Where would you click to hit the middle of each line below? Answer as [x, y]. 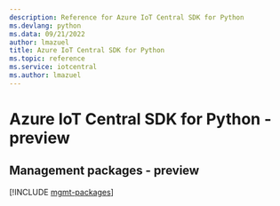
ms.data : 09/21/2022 [48, 34]
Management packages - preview [104, 171]
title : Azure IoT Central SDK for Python [87, 51]
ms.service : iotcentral [53, 67]
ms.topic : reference [48, 59]
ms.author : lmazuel [45, 75]
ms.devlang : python [45, 26]
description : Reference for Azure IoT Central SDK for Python [127, 17]
